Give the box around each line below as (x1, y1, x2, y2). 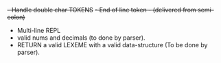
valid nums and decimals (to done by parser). (16, 34, 146, 42)
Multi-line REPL (16, 27, 61, 34)
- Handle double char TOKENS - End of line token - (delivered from (7, 6, 197, 14)
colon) (7, 13, 25, 21)
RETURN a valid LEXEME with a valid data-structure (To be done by (16, 41, 208, 49)
